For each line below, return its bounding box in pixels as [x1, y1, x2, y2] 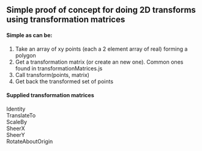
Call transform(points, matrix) [15, 71, 90, 78]
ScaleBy [6, 118, 28, 125]
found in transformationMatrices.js [15, 64, 103, 72]
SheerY [6, 131, 26, 138]
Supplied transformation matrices [6, 92, 95, 99]
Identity [6, 105, 26, 112]
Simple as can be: [6, 31, 53, 39]
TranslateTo [6, 111, 36, 119]
